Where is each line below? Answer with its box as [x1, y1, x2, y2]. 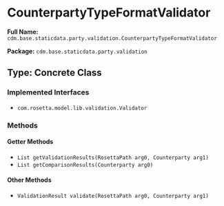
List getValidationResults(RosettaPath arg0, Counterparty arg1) [17, 154, 209, 161]
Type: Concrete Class [7, 67, 102, 79]
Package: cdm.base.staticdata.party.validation [7, 47, 148, 55]
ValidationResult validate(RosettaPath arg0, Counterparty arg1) [17, 192, 209, 199]
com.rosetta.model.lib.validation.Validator [17, 105, 147, 112]
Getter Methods [7, 138, 54, 146]
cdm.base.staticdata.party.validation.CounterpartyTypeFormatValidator [7, 34, 217, 42]
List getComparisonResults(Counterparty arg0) [17, 161, 154, 168]
